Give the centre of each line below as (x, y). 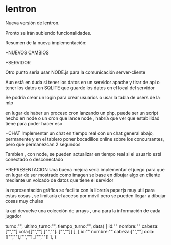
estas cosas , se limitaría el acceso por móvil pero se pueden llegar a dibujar (86, 195)
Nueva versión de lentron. (32, 23)
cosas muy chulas (24, 201)
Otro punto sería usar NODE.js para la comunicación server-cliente (76, 72)
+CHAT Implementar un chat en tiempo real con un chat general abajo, (80, 133)
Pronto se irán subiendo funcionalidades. (48, 33)
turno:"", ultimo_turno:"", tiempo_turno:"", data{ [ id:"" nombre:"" (73, 226)
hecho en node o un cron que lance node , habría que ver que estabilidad (82, 118)
